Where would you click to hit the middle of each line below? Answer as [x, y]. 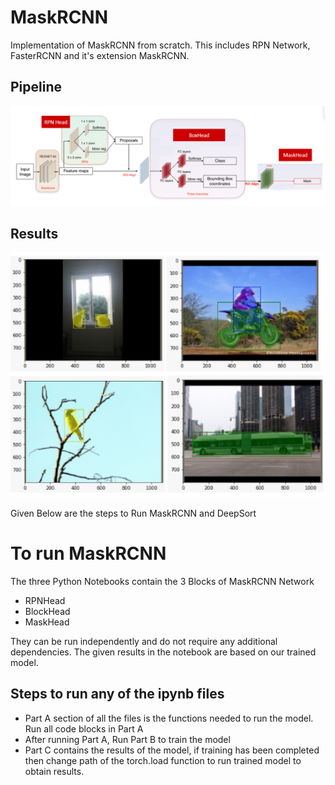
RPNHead [45, 600]
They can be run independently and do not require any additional [144, 641]
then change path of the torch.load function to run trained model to [163, 760]
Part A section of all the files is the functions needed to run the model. [169, 718]
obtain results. [54, 771]
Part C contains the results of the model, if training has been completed [172, 750]
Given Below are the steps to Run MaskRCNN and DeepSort [133, 513]
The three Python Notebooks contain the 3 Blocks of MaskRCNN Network [162, 581]
